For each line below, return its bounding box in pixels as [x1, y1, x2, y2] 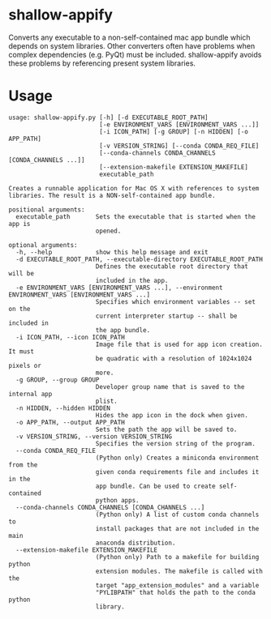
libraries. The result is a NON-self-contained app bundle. [8, 191, 217, 199]
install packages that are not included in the [95, 524, 260, 532]
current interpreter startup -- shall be [95, 312, 238, 320]
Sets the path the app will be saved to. [95, 425, 238, 433]
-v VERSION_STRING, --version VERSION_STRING [15, 432, 173, 441]
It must [8, 347, 35, 356]
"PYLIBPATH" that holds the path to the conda [95, 588, 256, 596]
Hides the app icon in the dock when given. [95, 411, 249, 419]
